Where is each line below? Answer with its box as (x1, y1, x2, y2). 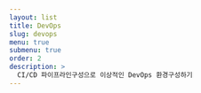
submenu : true (9, 46, 62, 55)
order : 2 (9, 54, 42, 63)
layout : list (9, 12, 58, 22)
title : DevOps (9, 21, 62, 30)
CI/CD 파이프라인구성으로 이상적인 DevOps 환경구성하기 (17, 71, 193, 80)
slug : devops (9, 29, 58, 38)
